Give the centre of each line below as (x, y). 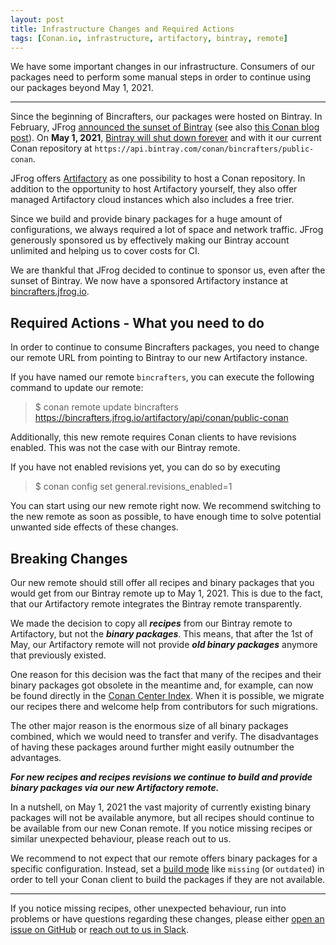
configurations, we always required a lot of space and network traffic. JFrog (167, 230)
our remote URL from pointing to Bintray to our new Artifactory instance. (159, 358)
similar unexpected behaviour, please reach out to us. (121, 839)
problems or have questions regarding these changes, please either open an (167, 919)
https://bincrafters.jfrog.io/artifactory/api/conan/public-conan (161, 418)
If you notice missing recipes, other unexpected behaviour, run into (148, 908)
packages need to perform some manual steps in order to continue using (161, 77)
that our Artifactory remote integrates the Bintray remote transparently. (156, 604)
